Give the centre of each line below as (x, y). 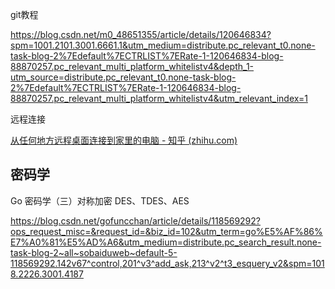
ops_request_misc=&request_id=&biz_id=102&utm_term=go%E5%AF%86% (166, 231)
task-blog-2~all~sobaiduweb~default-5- (94, 252)
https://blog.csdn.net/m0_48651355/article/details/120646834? (141, 34)
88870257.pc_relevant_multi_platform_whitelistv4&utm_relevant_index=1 (159, 98)
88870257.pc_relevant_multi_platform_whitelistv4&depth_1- (132, 66)
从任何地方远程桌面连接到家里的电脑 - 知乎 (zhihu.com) (124, 140)
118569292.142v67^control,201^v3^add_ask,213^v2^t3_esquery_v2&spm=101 (167, 263)
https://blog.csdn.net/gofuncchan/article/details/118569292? (135, 220)
